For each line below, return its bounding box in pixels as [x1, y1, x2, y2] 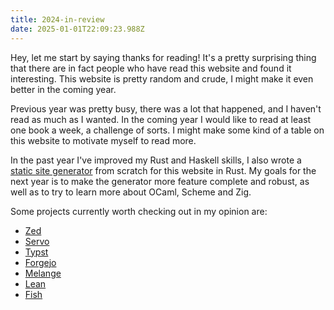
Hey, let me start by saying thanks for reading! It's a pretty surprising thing [10, 51, 317, 63]
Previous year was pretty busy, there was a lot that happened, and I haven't [10, 102, 322, 115]
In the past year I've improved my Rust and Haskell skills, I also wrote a [10, 154, 302, 166]
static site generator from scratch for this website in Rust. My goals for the [10, 164, 317, 176]
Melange [24, 267, 62, 279]
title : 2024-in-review [10, 14, 105, 25]
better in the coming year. [10, 83, 117, 95]
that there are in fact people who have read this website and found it [10, 62, 292, 74]
